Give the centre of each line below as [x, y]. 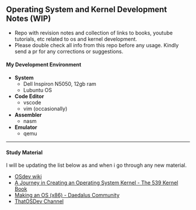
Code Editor [29, 96]
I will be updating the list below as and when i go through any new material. [96, 165]
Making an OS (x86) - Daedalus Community [67, 195]
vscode [32, 103]
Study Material [24, 152]
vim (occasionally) [45, 109]
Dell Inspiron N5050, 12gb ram [60, 84]
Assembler [28, 115]
